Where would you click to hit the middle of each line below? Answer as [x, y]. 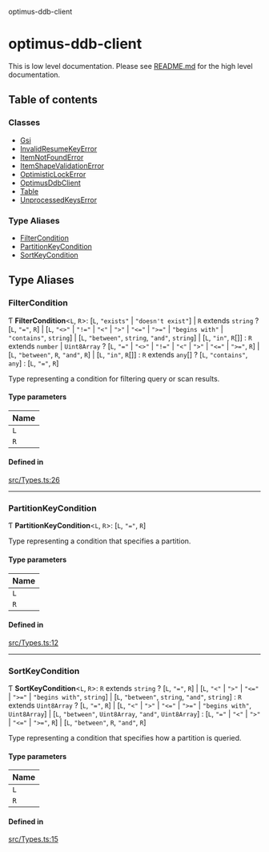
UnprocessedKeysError [58, 200]
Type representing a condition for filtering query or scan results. [114, 378]
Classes [24, 123]
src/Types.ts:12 [33, 642]
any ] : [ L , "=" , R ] [34, 363]
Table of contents [53, 100]
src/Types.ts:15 [33, 839]
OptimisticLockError [53, 174]
